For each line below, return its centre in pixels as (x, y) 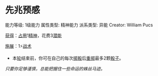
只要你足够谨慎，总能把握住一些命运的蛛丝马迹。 (55, 69)
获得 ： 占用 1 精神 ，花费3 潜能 (33, 35)
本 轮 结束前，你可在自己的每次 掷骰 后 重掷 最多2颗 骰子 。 (68, 58)
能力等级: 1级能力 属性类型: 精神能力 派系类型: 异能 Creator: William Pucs (79, 25)
